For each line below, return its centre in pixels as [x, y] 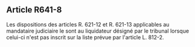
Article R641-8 [34, 10]
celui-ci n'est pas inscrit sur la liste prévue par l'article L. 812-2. [85, 37]
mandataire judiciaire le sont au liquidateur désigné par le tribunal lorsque [97, 31]
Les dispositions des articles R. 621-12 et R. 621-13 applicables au [88, 24]
